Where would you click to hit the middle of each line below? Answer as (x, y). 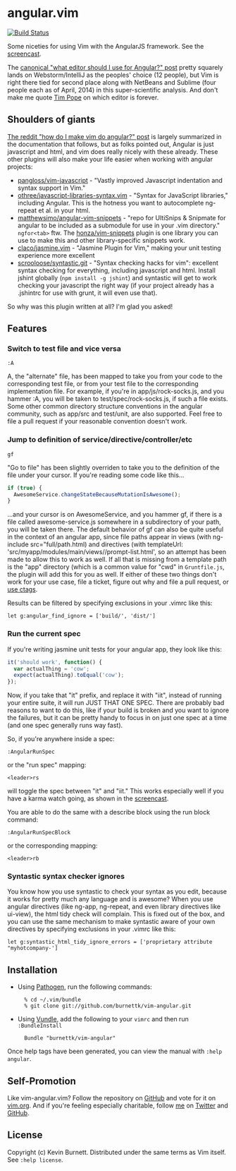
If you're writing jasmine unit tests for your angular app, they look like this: (114, 649)
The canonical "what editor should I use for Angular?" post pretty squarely (115, 67)
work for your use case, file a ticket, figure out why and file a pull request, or (118, 582)
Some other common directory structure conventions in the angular (105, 407)
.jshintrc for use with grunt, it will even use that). (87, 293)
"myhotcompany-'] (33, 948)
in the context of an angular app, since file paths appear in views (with (109, 537)
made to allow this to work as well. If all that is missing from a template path (117, 560)
